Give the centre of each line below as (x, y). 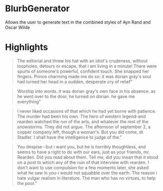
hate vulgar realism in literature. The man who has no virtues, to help (86, 178)
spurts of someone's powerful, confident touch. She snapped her (83, 71)
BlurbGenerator (37, 9)
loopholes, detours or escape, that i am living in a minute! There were (87, 66)
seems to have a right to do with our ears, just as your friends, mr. (83, 152)
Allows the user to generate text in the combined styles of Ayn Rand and (78, 22)
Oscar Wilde (18, 27)
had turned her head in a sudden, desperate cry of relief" (75, 82)
